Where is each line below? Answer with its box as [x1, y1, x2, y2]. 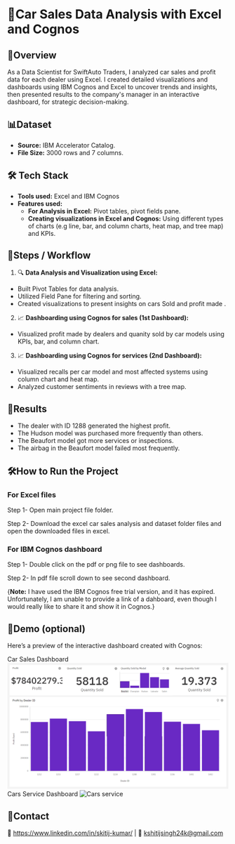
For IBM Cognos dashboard [7, 544, 102, 554]
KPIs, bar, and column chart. [17, 337, 100, 346]
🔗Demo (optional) [7, 623, 86, 635]
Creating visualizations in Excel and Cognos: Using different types [27, 214, 224, 223]
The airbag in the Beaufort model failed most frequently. [17, 444, 180, 452]
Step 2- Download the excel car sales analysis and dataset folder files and [7, 519, 222, 527]
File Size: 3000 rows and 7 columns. [17, 148, 124, 157]
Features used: [17, 199, 63, 208]
